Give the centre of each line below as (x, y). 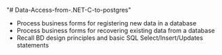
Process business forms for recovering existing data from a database (116, 31)
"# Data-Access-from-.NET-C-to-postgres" (69, 10)
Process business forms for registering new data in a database (106, 23)
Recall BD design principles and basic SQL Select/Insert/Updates (110, 38)
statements (33, 45)
